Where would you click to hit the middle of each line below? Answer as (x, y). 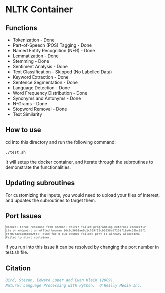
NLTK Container (39, 9)
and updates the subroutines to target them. (51, 200)
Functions (21, 28)
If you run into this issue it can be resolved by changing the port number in (82, 247)
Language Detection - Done (41, 88)
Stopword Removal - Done (40, 109)
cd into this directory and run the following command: (61, 142)
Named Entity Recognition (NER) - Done (54, 50)
